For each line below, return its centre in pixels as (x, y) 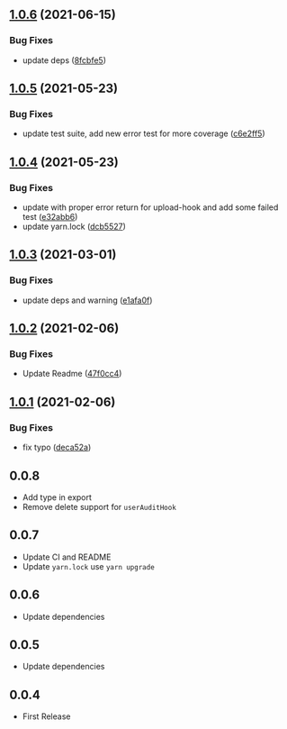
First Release (46, 716)
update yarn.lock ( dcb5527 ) (74, 227)
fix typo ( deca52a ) (57, 447)
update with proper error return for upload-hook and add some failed (150, 207)
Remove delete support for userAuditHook (99, 506)
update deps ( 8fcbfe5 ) (64, 60)
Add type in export (57, 497)
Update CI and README (67, 557)
